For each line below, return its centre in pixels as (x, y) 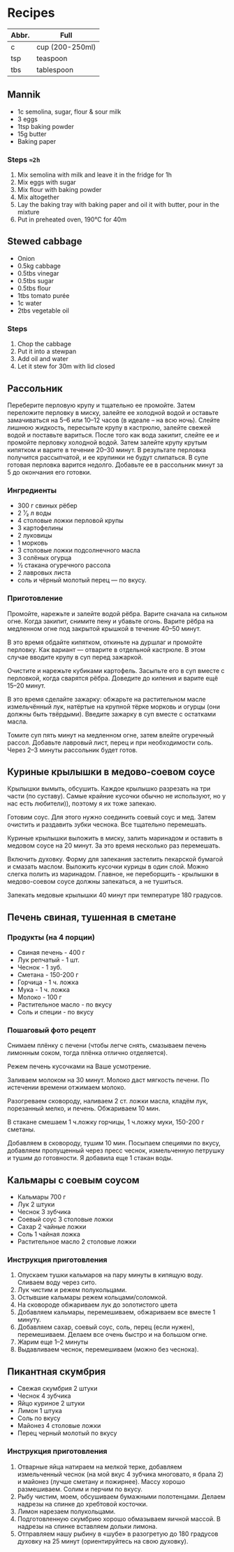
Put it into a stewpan (47, 351)
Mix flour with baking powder (59, 190)
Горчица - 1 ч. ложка (48, 982)
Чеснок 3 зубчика (44, 1212)
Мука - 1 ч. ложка (43, 990)
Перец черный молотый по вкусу (67, 1433)
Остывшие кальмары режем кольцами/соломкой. (92, 1298)
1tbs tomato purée (43, 295)
